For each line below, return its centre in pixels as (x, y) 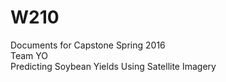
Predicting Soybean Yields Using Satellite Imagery (113, 66)
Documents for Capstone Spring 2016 (88, 45)
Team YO (29, 55)
